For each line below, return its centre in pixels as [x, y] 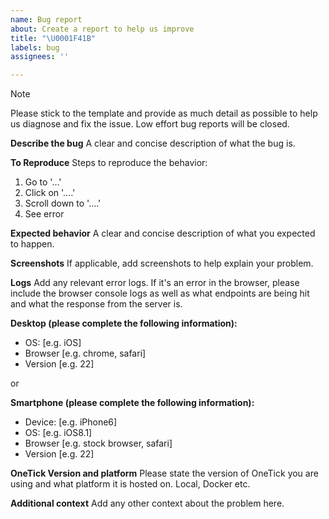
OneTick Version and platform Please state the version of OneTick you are [164, 473]
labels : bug [35, 47]
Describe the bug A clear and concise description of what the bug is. [153, 143]
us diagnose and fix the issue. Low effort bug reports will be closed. [150, 124]
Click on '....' [50, 193]
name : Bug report [46, 19]
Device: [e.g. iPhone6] [71, 422]
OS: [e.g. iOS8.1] [58, 433]
